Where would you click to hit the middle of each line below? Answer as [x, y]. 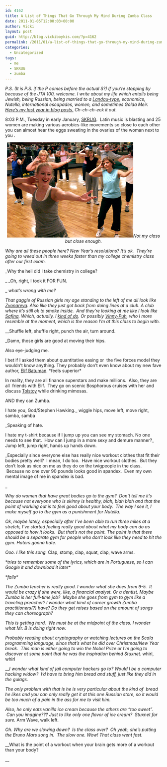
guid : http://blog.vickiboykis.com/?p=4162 [51, 37]
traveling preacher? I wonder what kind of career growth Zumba [71, 603]
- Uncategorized [26, 52]
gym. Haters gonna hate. [31, 543]
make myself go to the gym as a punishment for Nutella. [63, 512]
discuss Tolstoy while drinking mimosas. [46, 391]
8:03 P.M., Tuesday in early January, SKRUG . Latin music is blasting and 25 [83, 119]
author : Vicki [20, 26]
